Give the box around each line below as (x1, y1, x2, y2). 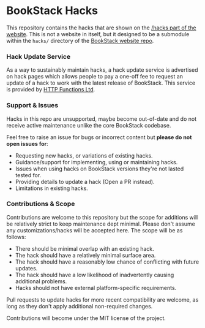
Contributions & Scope (6, 200, 75, 208)
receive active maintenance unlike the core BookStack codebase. (6, 121, 171, 129)
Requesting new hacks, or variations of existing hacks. (15, 151, 153, 159)
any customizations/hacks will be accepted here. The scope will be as (6, 226, 183, 234)
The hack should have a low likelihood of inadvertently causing (15, 271, 174, 278)
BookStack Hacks (6, 4, 99, 18)
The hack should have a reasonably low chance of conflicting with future (15, 258, 199, 265)
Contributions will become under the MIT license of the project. (6, 314, 166, 322)
